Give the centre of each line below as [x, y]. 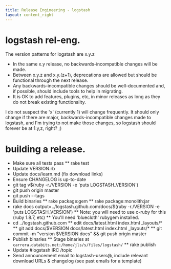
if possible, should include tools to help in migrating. [68, 91]
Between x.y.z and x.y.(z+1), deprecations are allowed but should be [85, 75]
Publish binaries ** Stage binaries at [51, 239]
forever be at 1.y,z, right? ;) [34, 128]
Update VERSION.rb [34, 169]
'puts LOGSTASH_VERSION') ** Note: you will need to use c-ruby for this [89, 212]
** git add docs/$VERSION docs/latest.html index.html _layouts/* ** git [87, 229]
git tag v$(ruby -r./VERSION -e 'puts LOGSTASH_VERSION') [76, 185]
